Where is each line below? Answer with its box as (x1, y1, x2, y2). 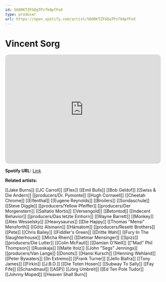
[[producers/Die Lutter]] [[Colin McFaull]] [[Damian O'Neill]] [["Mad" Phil (5, 240, 153, 246)
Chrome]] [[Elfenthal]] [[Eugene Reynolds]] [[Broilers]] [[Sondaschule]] (5, 198, 150, 204)
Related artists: (5, 177, 38, 184)
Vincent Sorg (5, 38, 60, 49)
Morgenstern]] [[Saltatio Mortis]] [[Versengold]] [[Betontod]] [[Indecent (5, 208, 151, 214)
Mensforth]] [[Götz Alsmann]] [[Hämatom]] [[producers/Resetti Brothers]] (5, 224, 155, 230)
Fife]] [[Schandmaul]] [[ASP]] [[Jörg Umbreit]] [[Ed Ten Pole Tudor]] (5, 266, 144, 272)
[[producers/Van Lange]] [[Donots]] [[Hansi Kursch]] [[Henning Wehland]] (5, 250, 156, 256)
